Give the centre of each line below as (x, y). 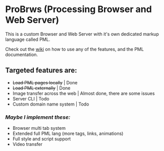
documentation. (22, 55)
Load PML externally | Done (41, 88)
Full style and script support (42, 139)
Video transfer (28, 144)
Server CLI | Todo (31, 98)
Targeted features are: (41, 70)
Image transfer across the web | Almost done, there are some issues (84, 93)
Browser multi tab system (39, 128)
